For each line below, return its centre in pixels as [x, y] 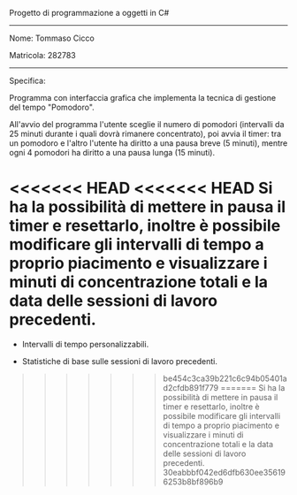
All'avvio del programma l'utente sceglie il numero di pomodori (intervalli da [147, 124]
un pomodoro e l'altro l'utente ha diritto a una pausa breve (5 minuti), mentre [148, 143]
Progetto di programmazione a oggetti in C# [89, 13]
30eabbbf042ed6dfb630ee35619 [224, 472]
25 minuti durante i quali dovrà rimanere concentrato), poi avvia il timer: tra [145, 133]
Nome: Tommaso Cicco [52, 38]
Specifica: [27, 80]
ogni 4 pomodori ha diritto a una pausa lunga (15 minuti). [112, 152]
